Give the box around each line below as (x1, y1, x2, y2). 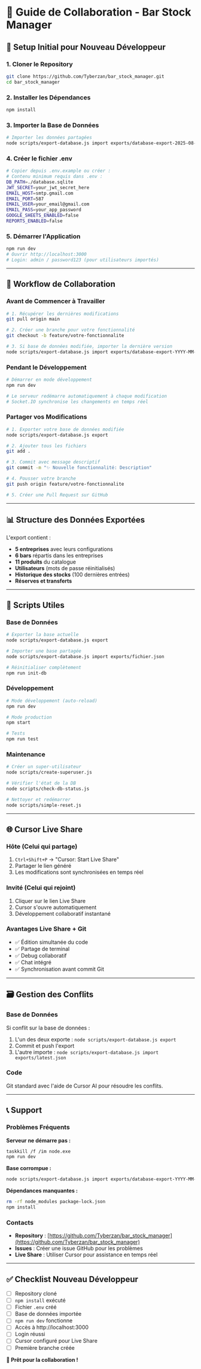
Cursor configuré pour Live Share (14, 1337, 98, 1344)
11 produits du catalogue (14, 558, 77, 565)
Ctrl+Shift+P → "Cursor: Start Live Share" (14, 856, 120, 863)
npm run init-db (6, 670, 47, 676)
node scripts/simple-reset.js (6, 802, 82, 808)
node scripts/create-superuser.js (6, 770, 93, 776)
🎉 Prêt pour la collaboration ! (6, 1356, 78, 1363)
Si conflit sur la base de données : (6, 1024, 90, 1031)
